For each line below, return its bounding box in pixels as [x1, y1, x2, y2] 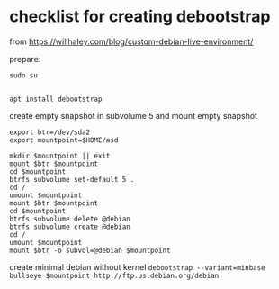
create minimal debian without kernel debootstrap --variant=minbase [9, 261, 265, 272]
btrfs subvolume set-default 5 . [9, 175, 135, 184]
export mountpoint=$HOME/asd [9, 135, 119, 145]
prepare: [9, 53, 41, 64]
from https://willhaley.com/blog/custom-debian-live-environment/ [9, 36, 254, 47]
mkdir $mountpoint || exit [9, 151, 111, 160]
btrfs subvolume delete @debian [9, 214, 130, 223]
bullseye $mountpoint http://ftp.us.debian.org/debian [9, 271, 220, 280]
